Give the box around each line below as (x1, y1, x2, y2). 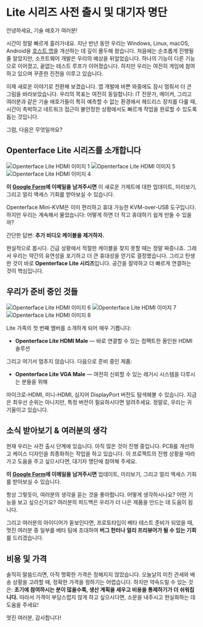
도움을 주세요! (6, 601, 39, 609)
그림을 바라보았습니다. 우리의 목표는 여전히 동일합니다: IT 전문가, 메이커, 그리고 (6, 90, 192, 98)
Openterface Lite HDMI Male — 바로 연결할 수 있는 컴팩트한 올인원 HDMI (15, 337, 193, 344)
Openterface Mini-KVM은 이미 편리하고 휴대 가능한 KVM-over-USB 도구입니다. (6, 204, 196, 211)
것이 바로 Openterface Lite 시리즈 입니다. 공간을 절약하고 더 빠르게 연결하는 (12, 259, 192, 267)
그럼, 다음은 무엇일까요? (6, 125, 62, 133)
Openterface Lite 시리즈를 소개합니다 (6, 145, 141, 156)
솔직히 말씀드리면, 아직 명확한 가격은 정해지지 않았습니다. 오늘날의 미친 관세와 (6, 571, 189, 579)
